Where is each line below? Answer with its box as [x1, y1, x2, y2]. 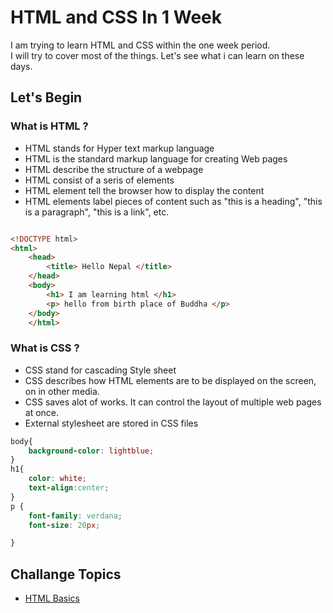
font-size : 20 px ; [28, 520, 101, 530]
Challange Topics [10, 566, 122, 583]
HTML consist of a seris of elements [24, 174, 175, 186]
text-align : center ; [28, 483, 110, 493]
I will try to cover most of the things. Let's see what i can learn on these [10, 49, 305, 61]
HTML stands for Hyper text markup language [24, 142, 215, 154]
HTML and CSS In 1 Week [10, 6, 223, 29]
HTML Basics [24, 592, 80, 605]
